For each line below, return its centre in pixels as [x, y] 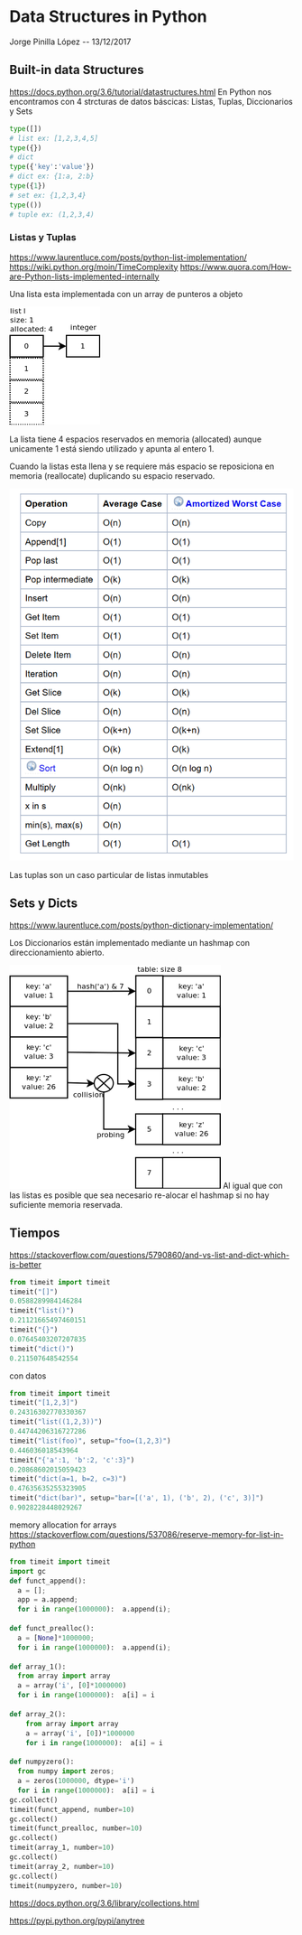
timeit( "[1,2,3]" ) [44, 1403]
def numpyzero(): [42, 1762]
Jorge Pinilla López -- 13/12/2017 [70, 42]
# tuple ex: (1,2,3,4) [52, 214]
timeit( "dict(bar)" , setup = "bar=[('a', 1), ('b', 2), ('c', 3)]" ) [137, 1498]
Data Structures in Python [108, 17]
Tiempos [35, 1234]
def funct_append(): [48, 1581]
